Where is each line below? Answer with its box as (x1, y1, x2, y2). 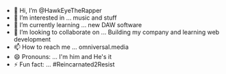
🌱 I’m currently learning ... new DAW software (13, 21, 142, 29)
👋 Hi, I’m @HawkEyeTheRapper (13, 7, 102, 14)
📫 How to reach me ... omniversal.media (13, 43, 129, 51)
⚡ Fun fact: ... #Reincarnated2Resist (13, 60, 115, 68)
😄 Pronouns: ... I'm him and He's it (13, 53, 112, 60)
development (13, 35, 51, 43)
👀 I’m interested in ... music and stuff (13, 14, 117, 22)
